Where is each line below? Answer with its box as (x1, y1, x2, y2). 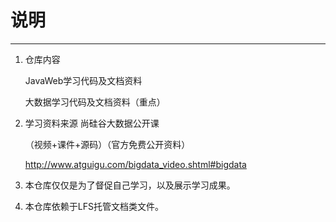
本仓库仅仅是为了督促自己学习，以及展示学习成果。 (24, 179, 236, 191)
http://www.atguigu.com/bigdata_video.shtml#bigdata (24, 158, 247, 170)
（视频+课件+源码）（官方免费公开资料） (24, 138, 191, 150)
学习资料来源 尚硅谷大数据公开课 (24, 117, 160, 129)
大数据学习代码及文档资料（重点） (24, 96, 166, 108)
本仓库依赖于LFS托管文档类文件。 (24, 200, 164, 212)
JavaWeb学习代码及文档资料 (24, 74, 143, 86)
